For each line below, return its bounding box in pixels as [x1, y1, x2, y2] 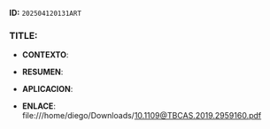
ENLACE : [21, 101, 56, 111]
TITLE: [9, 29, 38, 42]
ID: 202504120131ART [9, 8, 82, 18]
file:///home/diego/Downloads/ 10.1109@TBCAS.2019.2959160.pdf [21, 110, 262, 121]
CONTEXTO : [21, 49, 69, 60]
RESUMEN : [21, 66, 64, 78]
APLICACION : [21, 84, 73, 95]
